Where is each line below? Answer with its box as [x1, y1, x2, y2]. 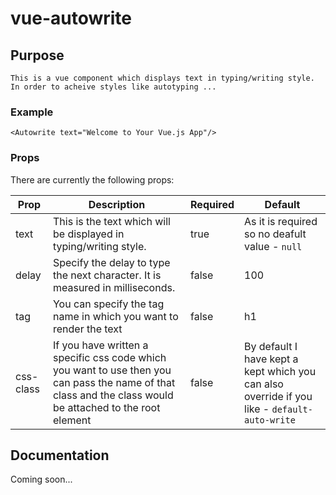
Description [88, 197, 146, 211]
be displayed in [52, 227, 125, 241]
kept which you [244, 364, 317, 378]
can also [244, 377, 284, 391]
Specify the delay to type [52, 255, 171, 269]
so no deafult [244, 227, 307, 241]
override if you [244, 389, 313, 403]
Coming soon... [10, 473, 73, 486]
